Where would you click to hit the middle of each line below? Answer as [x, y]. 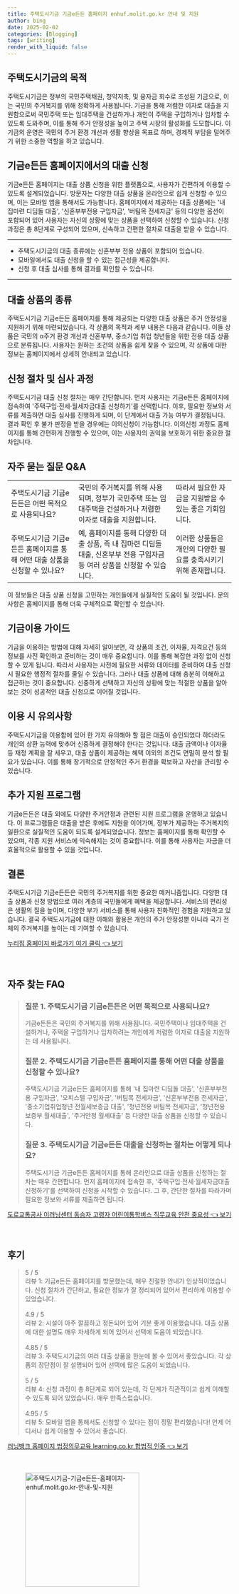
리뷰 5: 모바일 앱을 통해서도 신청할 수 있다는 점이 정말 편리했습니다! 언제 [124, 1422]
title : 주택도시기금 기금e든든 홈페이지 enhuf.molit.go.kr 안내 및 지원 [103, 14]
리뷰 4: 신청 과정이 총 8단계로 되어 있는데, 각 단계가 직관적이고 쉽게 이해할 [127, 1389]
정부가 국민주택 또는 [127, 498]
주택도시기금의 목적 [47, 78]
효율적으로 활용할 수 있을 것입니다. [55, 849]
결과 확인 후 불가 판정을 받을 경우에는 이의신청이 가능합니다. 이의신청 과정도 [112, 424]
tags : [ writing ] [31, 41]
